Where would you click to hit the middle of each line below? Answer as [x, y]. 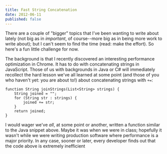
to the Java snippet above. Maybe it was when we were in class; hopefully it [83, 130]
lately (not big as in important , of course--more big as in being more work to [84, 38]
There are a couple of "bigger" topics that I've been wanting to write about [82, 33]
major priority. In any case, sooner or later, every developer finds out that [80, 141]
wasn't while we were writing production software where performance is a [82, 135]
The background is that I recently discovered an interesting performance [80, 59]
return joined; [30, 111]
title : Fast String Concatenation [41, 10]
